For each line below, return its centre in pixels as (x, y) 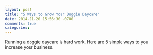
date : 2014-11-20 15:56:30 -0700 (39, 19)
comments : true (21, 23)
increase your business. (29, 47)
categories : (17, 28)
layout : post (18, 10)
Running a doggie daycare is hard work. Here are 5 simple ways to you (77, 42)
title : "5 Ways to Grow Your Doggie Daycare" (52, 14)
